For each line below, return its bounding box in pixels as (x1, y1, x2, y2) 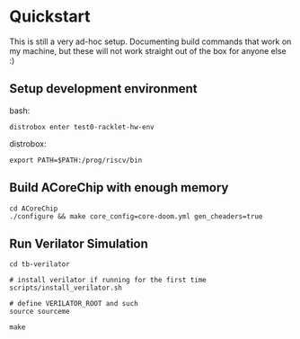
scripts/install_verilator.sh (9, 283, 123, 293)
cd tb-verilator (9, 260, 70, 269)
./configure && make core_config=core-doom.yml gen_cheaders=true (9, 211, 263, 221)
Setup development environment (9, 81, 198, 96)
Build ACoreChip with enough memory (9, 180, 229, 195)
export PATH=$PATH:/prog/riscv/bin (9, 156, 143, 165)
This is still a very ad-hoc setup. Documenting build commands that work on (9, 36, 292, 47)
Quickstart (9, 6, 92, 27)
